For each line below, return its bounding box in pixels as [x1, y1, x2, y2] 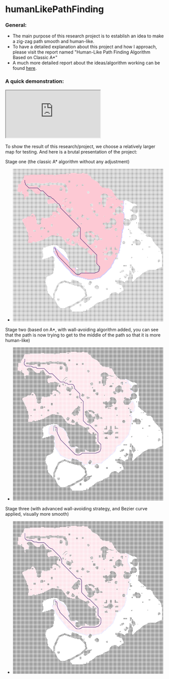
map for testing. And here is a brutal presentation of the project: [5, 149, 137, 155]
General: [5, 22, 27, 29]
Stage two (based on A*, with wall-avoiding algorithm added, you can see [5, 327, 158, 333]
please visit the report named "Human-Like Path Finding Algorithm [12, 49, 151, 55]
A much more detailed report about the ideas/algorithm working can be [12, 60, 160, 66]
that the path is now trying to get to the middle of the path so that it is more [5, 332, 161, 338]
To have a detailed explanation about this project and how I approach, [12, 44, 157, 50]
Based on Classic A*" [12, 55, 58, 61]
